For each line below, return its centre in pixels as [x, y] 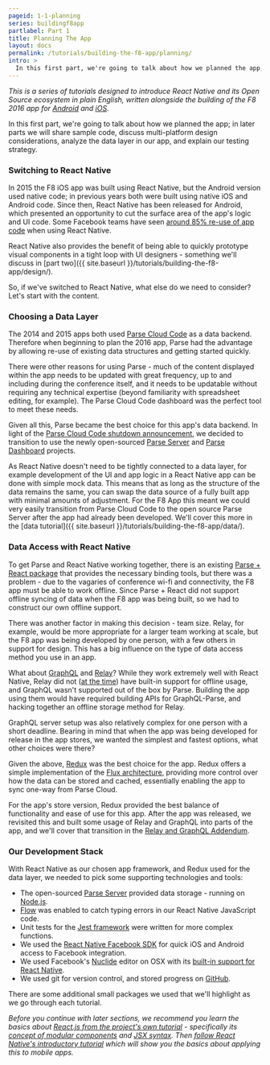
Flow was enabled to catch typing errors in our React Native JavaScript [138, 910]
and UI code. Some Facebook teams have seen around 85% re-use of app [131, 222]
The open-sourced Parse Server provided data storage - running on [132, 893]
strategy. [23, 149]
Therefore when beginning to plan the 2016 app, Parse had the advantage [131, 343]
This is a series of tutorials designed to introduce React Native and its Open [134, 91]
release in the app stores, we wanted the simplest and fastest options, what [133, 739]
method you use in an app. [52, 657]
